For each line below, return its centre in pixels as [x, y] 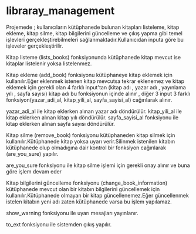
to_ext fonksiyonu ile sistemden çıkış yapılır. [59, 224]
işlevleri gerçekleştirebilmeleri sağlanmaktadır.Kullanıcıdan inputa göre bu [95, 39]
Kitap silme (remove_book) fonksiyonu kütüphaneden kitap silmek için [91, 135]
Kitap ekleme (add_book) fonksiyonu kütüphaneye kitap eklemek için [89, 75]
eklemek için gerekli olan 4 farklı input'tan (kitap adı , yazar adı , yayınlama [96, 87]
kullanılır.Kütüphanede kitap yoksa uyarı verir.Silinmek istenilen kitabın [91, 141]
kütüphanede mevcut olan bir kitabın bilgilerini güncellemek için [83, 189]
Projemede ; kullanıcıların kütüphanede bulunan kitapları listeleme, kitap [93, 27]
